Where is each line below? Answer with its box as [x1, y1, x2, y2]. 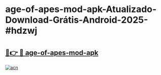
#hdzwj [5, 25, 37, 36]
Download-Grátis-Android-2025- [5, 14, 148, 26]
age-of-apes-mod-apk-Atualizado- [5, 4, 157, 15]
